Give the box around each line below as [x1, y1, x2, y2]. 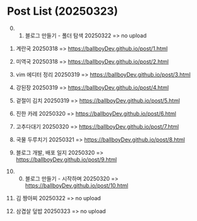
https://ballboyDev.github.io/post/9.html [15, 155, 117, 163]
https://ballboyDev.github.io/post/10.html [25, 182, 128, 189]
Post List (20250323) [7, 4, 118, 18]
